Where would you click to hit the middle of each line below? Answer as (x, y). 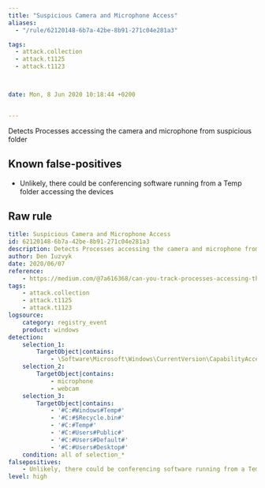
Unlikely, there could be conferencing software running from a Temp (131, 183)
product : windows (51, 330)
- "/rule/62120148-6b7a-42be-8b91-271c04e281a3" (97, 30)
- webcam (65, 389)
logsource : (26, 315)
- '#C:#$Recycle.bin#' (88, 418)
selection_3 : (44, 396)
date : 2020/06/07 (37, 264)
